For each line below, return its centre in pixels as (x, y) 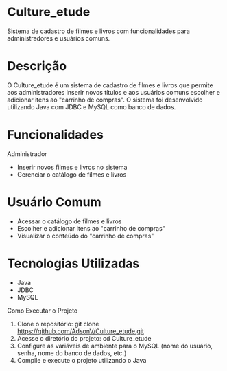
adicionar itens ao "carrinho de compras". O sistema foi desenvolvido (105, 100)
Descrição (37, 66)
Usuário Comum (54, 202)
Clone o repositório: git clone (58, 324)
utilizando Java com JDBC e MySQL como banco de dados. (92, 106)
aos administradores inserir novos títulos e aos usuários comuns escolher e (114, 92)
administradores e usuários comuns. (59, 38)
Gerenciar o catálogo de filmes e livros (72, 174)
